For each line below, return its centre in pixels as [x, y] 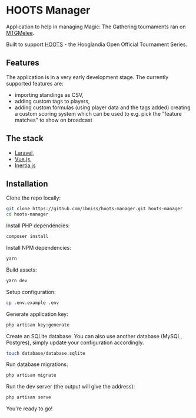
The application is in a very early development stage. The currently [87, 77]
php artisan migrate [31, 375]
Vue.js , [23, 159]
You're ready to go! [29, 409]
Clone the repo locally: [33, 198]
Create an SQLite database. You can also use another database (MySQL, [94, 336]
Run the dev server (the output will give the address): [71, 387]
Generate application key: [37, 314]
